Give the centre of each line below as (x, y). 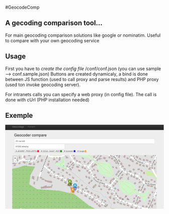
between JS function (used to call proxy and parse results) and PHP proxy (82, 79)
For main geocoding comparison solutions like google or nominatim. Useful (83, 35)
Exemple (19, 116)
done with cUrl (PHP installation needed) (47, 100)
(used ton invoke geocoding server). (43, 85)
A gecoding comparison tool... (54, 23)
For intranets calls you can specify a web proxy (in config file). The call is (81, 94)
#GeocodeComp (22, 7)
